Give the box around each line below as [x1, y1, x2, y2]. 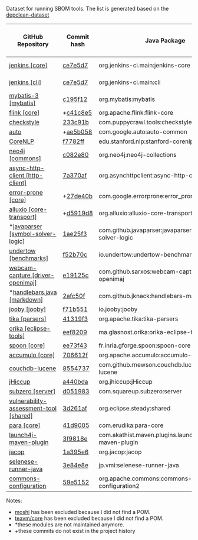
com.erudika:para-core [98, 421, 164, 429]
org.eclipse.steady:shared [98, 405, 171, 412]
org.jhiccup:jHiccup [98, 378, 153, 386]
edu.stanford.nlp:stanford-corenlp [98, 137, 194, 145]
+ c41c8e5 [62, 109, 93, 117]
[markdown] [9, 296, 43, 303]
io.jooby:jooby [98, 305, 138, 313]
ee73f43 [62, 341, 87, 350]
